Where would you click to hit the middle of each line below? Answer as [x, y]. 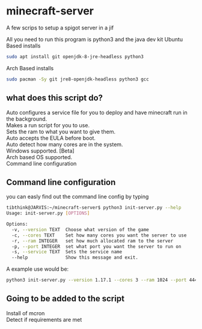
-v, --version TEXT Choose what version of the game [80, 229]
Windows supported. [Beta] [40, 151]
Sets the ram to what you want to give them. [61, 131]
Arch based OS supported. [39, 157]
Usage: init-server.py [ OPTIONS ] [48, 213]
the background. [27, 119]
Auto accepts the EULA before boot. [51, 138]
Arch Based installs [30, 68]
